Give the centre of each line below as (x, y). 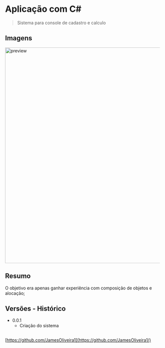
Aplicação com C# (43, 9)
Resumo (18, 276)
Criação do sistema (39, 326)
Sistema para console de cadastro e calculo (61, 23)
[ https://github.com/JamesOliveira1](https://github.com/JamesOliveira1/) (78, 340)
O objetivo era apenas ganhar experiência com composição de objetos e (79, 288)
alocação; (15, 293)
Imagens (19, 38)
